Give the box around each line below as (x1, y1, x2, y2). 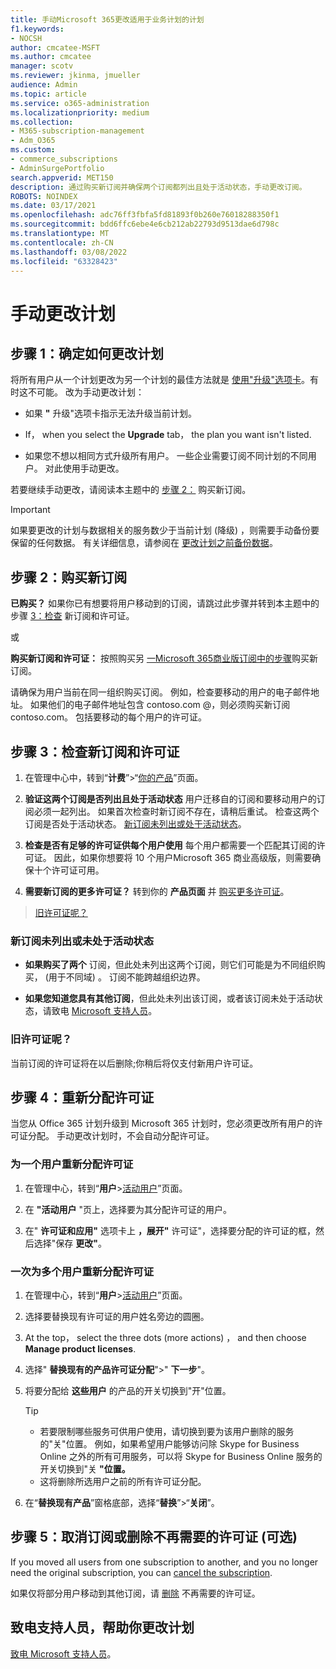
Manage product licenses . (24, 1343, 137, 1355)
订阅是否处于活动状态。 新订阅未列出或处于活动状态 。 (24, 818, 247, 830)
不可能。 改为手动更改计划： (27, 386, 145, 398)
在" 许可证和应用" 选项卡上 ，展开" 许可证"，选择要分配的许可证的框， (24, 1224, 317, 1236)
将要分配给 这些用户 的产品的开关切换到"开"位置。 (24, 1385, 232, 1396)
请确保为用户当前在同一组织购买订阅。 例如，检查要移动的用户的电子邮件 (10, 686, 311, 698)
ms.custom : (10, 145, 56, 155)
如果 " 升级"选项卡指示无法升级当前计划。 (24, 407, 197, 420)
